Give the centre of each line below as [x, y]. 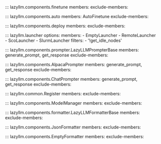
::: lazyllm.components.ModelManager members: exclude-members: [74, 103]
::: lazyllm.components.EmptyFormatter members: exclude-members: [75, 136]
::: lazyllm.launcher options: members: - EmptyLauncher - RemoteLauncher [80, 35]
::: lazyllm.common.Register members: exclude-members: [63, 94]
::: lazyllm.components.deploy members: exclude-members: [65, 26]
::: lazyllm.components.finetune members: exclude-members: [67, 7]
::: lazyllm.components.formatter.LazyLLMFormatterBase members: [72, 112]
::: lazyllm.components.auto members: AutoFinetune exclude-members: [77, 16]
